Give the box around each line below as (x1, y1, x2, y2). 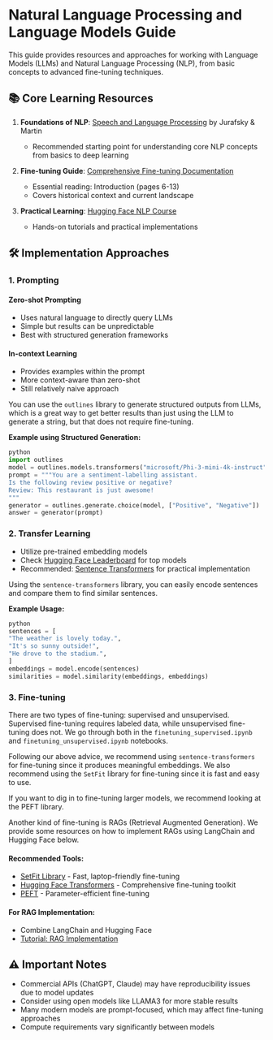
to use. (8, 777, 32, 787)
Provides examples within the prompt (19, 367, 145, 377)
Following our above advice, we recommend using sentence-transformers (8, 751, 256, 761)
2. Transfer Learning (8, 528, 91, 539)
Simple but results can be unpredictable (19, 321, 154, 331)
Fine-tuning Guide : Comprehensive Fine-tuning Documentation (19, 166, 234, 175)
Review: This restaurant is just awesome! (8, 485, 154, 494)
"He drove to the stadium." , (8, 649, 107, 658)
